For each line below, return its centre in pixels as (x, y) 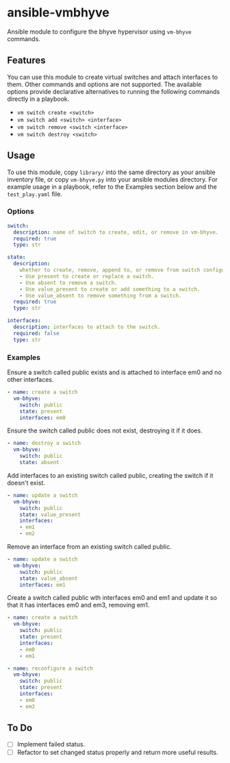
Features (26, 61)
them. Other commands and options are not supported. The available (104, 84)
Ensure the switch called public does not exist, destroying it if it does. (105, 431)
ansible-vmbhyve (58, 13)
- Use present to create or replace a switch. (87, 276)
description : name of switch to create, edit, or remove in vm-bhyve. (116, 232)
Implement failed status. (51, 744)
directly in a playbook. (38, 99)
